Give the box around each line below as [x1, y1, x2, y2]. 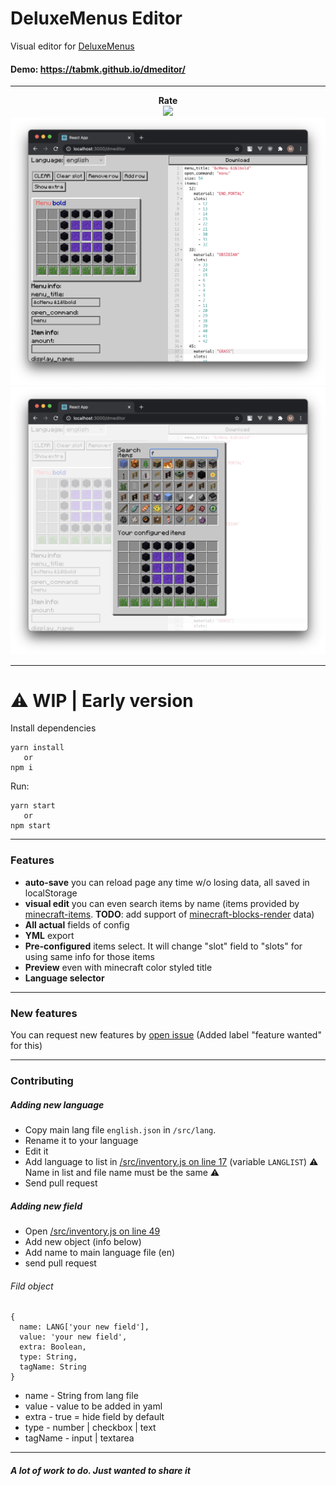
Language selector [24, 972, 105, 984]
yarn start [10, 801, 56, 811]
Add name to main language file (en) [24, 1246, 176, 1258]
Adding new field [10, 1200, 83, 1212]
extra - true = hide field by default [24, 1411, 165, 1423]
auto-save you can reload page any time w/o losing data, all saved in [24, 876, 310, 888]
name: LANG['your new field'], [19, 1322, 150, 1332]
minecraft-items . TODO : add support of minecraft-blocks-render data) [24, 908, 315, 920]
